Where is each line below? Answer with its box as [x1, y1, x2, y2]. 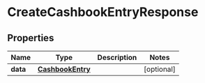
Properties [7, 32, 54, 44]
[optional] [144, 64, 176, 74]
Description [97, 53, 137, 62]
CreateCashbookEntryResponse [7, 4, 199, 20]
